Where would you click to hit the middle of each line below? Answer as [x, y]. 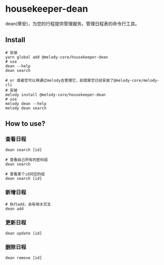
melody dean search [26, 108]
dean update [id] [24, 233]
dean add [15, 209]
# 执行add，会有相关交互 [28, 204]
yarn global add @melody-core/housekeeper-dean [57, 57]
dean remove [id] [24, 258]
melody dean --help [26, 103]
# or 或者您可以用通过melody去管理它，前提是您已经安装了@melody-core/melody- [82, 80]
